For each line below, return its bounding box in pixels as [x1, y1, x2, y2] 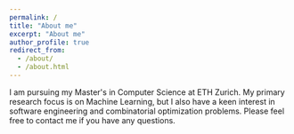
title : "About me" [9, 21, 78, 30]
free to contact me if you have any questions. [9, 114, 176, 125]
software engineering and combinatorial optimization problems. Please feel [9, 106, 285, 116]
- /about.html [17, 63, 69, 72]
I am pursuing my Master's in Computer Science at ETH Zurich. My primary [9, 86, 285, 98]
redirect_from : [9, 46, 66, 55]
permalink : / [9, 12, 58, 22]
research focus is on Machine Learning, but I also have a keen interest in [9, 96, 276, 106]
